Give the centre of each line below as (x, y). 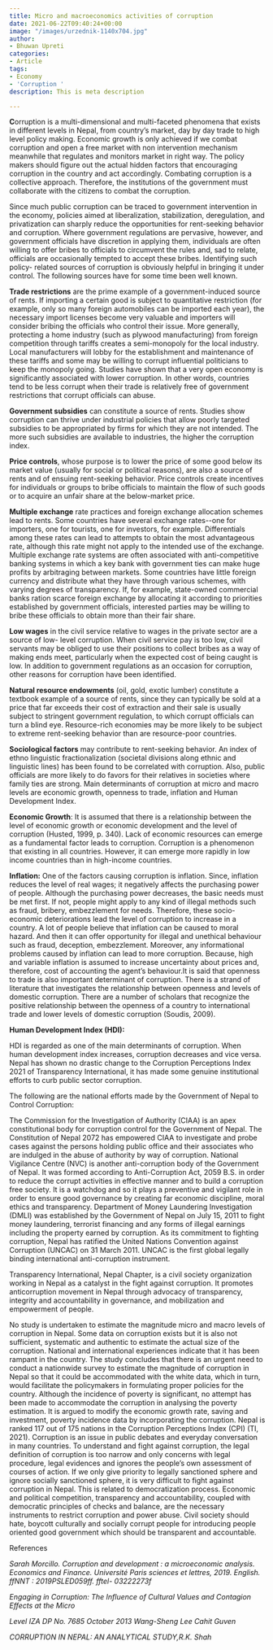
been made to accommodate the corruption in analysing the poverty (123, 1403)
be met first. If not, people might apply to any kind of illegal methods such (133, 902)
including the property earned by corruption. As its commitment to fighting (134, 1233)
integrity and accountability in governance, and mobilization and (117, 1301)
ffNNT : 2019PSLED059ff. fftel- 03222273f (80, 1581)
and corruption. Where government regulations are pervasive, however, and (136, 233)
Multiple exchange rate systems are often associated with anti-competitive (134, 555)
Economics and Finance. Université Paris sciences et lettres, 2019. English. (135, 1573)
